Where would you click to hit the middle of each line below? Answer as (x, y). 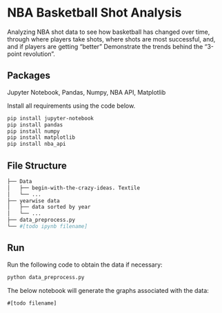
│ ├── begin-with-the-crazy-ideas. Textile (73, 188)
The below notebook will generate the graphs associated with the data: (108, 290)
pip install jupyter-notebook (51, 118)
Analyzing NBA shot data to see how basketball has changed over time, (109, 32)
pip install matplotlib (41, 137)
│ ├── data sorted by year (49, 207)
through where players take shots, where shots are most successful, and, (111, 39)
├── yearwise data (33, 201)
